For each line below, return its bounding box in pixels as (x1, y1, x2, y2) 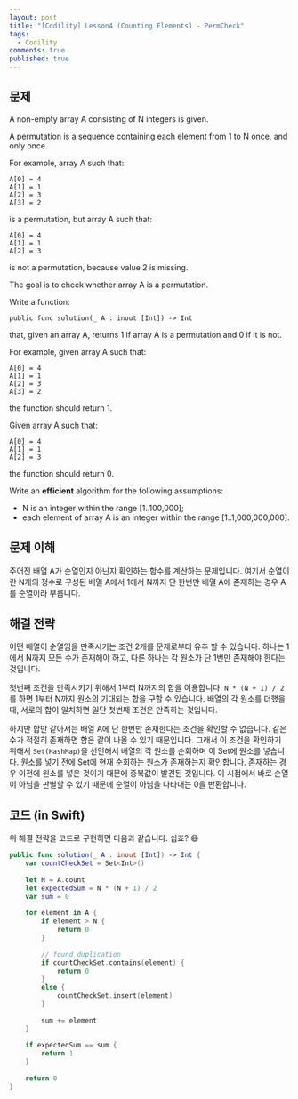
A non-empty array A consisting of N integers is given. (9, 113, 209, 124)
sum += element (41, 1015, 98, 1025)
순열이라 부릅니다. (18, 588, 81, 598)
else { (41, 983, 66, 992)
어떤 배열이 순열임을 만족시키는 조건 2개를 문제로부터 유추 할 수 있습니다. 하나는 (9, 641, 285, 652)
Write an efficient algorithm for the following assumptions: (9, 485, 224, 496)
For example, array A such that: (9, 157, 125, 168)
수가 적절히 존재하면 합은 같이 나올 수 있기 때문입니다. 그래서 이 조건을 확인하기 (9, 734, 282, 745)
